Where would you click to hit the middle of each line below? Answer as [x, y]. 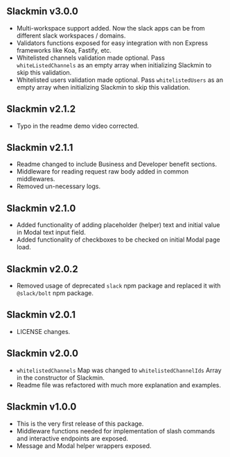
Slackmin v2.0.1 [41, 315]
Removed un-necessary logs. [59, 186]
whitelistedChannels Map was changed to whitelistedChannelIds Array [119, 370]
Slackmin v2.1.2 [41, 109]
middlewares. [36, 179]
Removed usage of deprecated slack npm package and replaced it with [118, 286]
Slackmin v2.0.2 [43, 269]
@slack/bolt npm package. [55, 293]
